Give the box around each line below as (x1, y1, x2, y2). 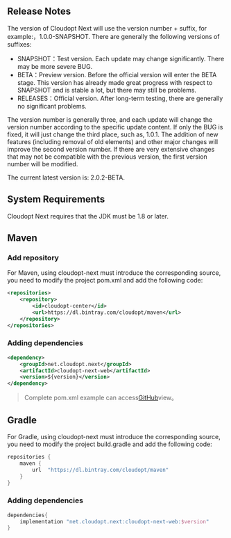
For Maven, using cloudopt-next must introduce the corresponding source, (7, 269, 221, 277)
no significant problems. (17, 102, 87, 110)
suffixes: (7, 40, 32, 48)
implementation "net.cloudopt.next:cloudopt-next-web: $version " (19, 518, 209, 525)
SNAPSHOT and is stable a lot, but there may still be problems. (17, 86, 196, 94)
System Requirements (7, 193, 105, 205)
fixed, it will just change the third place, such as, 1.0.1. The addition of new (7, 130, 219, 139)
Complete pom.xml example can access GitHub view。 (24, 393, 178, 402)
